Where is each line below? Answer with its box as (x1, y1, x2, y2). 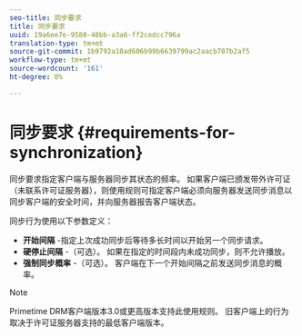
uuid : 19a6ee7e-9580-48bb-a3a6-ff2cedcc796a (9, 30, 181, 39)
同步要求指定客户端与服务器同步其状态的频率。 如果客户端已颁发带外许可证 (9, 173, 291, 184)
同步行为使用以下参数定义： (9, 215, 114, 226)
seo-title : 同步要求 (9, 13, 82, 23)
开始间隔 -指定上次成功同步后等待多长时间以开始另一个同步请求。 (22, 234, 268, 245)
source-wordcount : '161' (9, 64, 104, 74)
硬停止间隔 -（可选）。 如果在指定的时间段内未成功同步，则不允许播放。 (22, 246, 291, 257)
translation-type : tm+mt (9, 38, 104, 48)
